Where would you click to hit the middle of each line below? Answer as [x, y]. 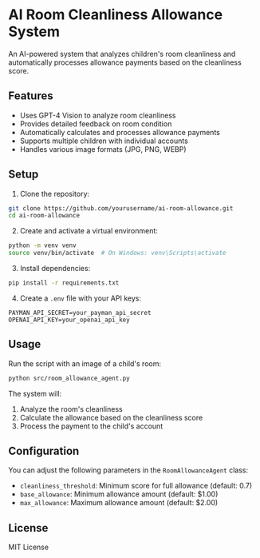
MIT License [29, 547]
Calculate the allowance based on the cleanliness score [111, 417]
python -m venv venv [43, 245]
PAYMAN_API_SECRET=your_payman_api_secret [80, 313]
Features [31, 96]
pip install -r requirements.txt [64, 283]
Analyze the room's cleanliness [71, 409]
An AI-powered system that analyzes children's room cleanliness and [122, 54]
